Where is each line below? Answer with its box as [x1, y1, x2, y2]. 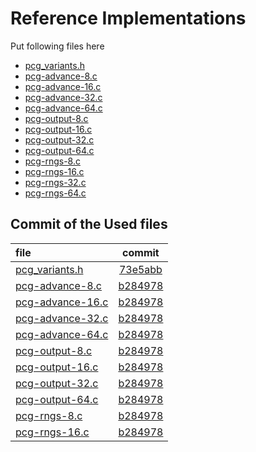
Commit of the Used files [10, 216, 168, 233]
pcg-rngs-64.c [24, 187, 87, 199]
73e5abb [118, 262, 163, 276]
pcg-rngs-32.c [24, 176, 87, 188]
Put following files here [10, 40, 105, 52]
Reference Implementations [10, 7, 247, 30]
